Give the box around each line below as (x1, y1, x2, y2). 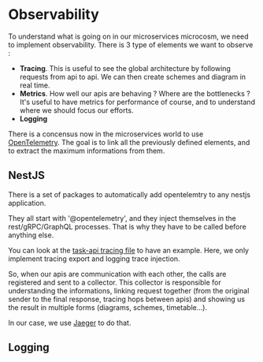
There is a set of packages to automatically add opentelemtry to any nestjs (8, 189, 250, 199)
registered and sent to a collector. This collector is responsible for (8, 278, 222, 287)
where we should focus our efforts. (19, 105, 134, 115)
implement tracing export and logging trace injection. (8, 254, 180, 263)
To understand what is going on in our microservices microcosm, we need (8, 32, 250, 41)
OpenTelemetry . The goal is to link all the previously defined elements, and (8, 137, 250, 147)
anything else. (8, 230, 54, 240)
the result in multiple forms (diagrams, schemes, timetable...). (8, 302, 207, 312)
